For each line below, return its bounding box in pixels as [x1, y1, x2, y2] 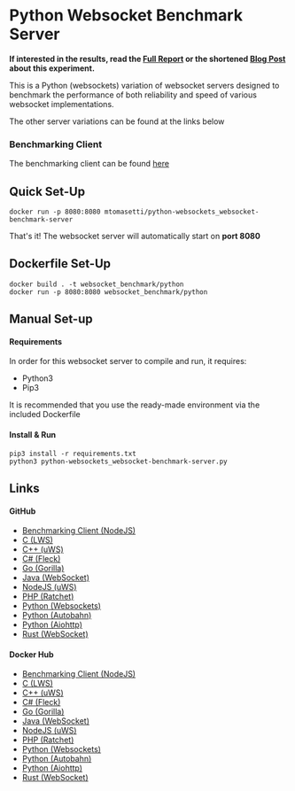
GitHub [9, 506, 36, 516]
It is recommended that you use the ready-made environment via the [9, 399, 260, 410]
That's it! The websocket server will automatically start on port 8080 [9, 231, 261, 242]
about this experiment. [9, 63, 96, 74]
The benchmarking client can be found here [9, 159, 170, 169]
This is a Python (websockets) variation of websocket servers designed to [9, 80, 280, 90]
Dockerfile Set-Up [9, 256, 112, 271]
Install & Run [9, 430, 57, 440]
